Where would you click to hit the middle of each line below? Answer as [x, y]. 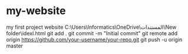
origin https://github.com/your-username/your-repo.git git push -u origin [94, 39]
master [15, 46]
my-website [36, 11]
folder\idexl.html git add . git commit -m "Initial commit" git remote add [92, 33]
